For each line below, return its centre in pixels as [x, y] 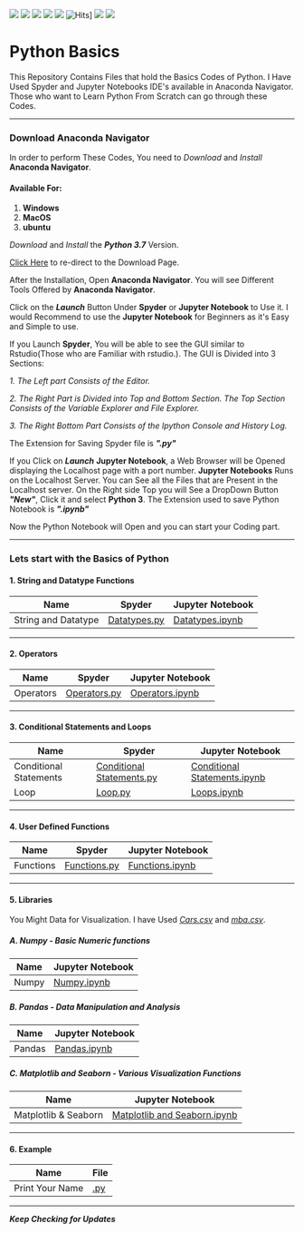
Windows [41, 208]
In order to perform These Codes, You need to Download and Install [136, 158]
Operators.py [94, 692]
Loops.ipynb [218, 792]
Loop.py [114, 792]
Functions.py [92, 866]
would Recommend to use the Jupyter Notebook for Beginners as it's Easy [149, 317]
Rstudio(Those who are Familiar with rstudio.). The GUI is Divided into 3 [142, 354]
